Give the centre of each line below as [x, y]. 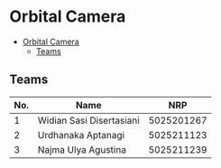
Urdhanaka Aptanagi [81, 135]
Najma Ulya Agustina [82, 149]
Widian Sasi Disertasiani [88, 120]
